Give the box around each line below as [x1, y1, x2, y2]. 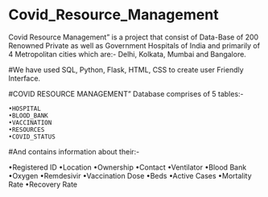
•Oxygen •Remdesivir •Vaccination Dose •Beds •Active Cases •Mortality [8, 170, 252, 180]
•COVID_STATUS [8, 133, 56, 141]
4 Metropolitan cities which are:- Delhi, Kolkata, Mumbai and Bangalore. [8, 49, 247, 59]
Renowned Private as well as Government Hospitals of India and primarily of [8, 40, 260, 50]
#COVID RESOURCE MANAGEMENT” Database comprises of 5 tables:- [8, 88, 244, 98]
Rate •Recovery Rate [8, 179, 78, 189]
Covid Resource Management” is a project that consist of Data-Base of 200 [8, 32, 259, 42]
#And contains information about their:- [8, 146, 140, 156]
